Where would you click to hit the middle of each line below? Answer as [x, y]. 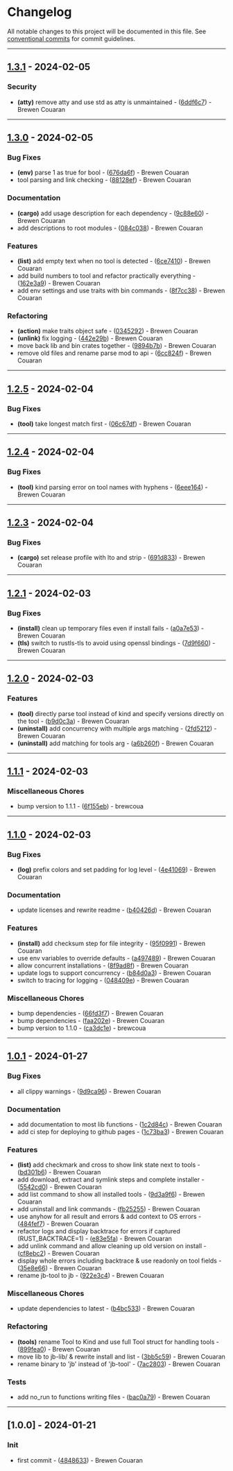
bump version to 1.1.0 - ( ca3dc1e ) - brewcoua [81, 1028]
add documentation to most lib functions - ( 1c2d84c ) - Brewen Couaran [120, 1124]
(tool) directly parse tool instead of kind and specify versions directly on [120, 713]
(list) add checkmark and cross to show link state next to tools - [109, 1165]
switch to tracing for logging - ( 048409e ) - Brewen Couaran [103, 980]
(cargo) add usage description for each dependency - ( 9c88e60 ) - [113, 213]
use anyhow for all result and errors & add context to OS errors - [109, 1217]
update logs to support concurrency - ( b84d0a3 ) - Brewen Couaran [114, 972]
